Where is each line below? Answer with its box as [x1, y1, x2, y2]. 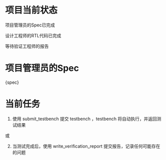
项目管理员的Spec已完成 [5, 22, 55, 28]
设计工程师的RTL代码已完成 [5, 32, 61, 38]
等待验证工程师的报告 [5, 43, 49, 49]
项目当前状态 [5, 4, 58, 16]
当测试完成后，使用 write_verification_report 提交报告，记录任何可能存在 [12, 143, 161, 149]
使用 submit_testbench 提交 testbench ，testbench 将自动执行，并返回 [12, 116, 157, 122]
